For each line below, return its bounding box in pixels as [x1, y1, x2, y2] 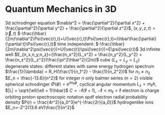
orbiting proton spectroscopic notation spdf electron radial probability [5, 94, 148, 100]
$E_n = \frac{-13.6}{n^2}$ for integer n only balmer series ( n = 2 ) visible [5, 75, 153, 81]
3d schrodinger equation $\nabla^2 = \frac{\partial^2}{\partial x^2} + [5, 20, 145, 26]
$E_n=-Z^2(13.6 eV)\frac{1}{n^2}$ [5, 104, 75, 110]
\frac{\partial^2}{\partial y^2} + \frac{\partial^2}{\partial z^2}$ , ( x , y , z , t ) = [5, 25, 156, 31]
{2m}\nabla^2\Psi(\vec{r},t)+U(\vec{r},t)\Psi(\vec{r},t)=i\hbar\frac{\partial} [5, 36, 157, 42]
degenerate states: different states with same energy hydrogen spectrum [5, 63, 155, 69]
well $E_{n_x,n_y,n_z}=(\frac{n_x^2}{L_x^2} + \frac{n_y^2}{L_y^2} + [5, 51, 142, 57]
